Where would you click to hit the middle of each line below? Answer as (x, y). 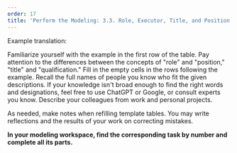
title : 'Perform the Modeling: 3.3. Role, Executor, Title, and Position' (120, 21)
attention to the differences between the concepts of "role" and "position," (116, 62)
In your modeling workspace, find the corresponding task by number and (117, 135)
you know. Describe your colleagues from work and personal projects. (110, 99)
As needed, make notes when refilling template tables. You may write (108, 113)
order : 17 (22, 14)
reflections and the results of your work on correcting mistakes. (100, 120)
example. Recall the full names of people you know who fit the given (107, 77)
